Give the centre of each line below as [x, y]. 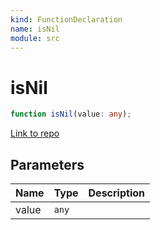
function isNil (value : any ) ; [71, 114]
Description [116, 193]
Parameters [47, 164]
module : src [35, 38]
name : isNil [35, 29]
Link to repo [35, 133]
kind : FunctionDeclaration [66, 19]
